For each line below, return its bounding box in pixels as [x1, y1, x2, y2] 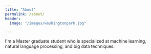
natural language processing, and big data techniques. [5, 43, 115, 49]
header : [5, 16, 21, 21]
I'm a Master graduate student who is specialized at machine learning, [5, 38, 147, 44]
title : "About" [5, 7, 36, 12]
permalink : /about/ [5, 12, 45, 17]
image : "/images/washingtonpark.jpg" [9, 20, 86, 26]
